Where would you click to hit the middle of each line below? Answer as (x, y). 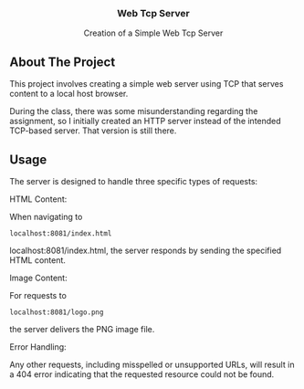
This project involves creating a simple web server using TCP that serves (147, 84)
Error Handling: (38, 347)
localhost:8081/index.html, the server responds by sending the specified (146, 250)
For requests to (38, 295)
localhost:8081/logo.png (57, 312)
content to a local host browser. (69, 94)
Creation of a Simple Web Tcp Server (153, 33)
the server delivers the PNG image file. (82, 329)
